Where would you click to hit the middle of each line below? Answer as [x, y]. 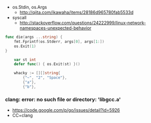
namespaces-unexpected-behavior [56, 28]
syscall [19, 17]
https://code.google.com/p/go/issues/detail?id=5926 [66, 110]
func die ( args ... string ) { [34, 37]
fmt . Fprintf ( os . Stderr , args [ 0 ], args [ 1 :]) [59, 41]
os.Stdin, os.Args [30, 7]
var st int [25, 60]
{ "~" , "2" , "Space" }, [45, 78]
